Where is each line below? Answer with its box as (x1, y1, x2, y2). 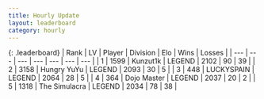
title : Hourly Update (8, 11, 80, 20)
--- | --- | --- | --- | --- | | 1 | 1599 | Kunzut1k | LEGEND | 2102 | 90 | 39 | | (17, 56, 256, 66)
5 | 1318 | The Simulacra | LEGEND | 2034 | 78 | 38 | (8, 82, 178, 91)
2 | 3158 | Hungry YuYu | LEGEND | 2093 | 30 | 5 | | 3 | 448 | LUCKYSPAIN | (8, 65, 255, 74)
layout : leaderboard (8, 19, 77, 27)
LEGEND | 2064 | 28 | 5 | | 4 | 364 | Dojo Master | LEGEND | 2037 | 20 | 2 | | (8, 73, 256, 83)
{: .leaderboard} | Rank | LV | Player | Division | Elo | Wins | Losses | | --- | (8, 48, 248, 58)
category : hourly (8, 26, 66, 34)
